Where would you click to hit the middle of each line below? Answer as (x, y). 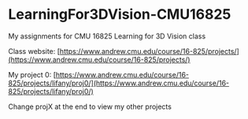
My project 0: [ (32, 74)
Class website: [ (34, 51)
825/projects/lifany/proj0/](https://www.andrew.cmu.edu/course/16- (119, 83)
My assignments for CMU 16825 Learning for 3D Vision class (107, 36)
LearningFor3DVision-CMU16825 (120, 14)
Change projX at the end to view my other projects (90, 106)
